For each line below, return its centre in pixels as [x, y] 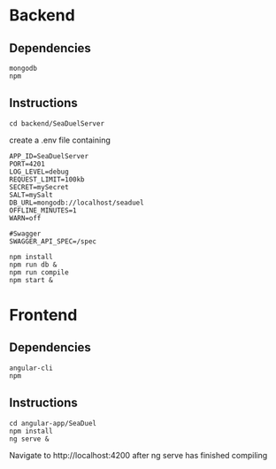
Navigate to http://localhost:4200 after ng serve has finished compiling [138, 455]
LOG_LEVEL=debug [39, 172]
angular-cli [31, 368]
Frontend [43, 315]
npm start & [31, 280]
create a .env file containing [60, 140]
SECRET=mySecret [39, 187]
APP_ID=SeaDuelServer [49, 156]
